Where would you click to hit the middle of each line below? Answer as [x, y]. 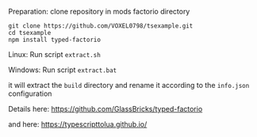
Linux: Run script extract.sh [54, 54]
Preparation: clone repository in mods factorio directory [99, 11]
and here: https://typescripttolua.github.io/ [78, 124]
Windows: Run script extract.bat [63, 70]
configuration [30, 93]
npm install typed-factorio [55, 40]
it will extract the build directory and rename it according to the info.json [129, 85]
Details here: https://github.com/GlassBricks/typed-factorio [105, 109]
